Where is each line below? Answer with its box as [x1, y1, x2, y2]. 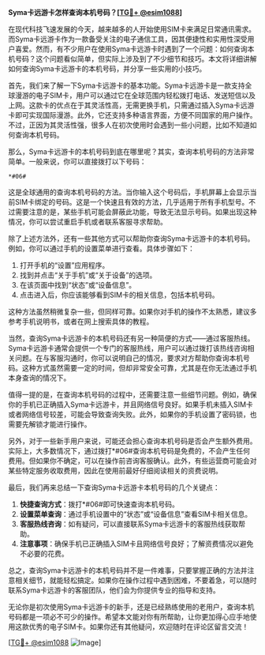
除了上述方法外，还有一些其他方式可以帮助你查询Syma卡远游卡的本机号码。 [8, 234, 255, 243]
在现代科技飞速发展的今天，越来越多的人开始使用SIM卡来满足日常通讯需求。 [8, 24, 256, 34]
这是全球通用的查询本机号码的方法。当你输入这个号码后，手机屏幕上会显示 [8, 187, 250, 197]
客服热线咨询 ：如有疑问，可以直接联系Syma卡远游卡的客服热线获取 [19, 519, 239, 529]
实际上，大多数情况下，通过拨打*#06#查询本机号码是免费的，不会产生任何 [8, 446, 251, 455]
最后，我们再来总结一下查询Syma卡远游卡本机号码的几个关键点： [8, 483, 220, 492]
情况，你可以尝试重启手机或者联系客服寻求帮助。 [8, 217, 167, 226]
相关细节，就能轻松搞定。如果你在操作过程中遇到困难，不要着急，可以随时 [14, 576, 257, 585]
